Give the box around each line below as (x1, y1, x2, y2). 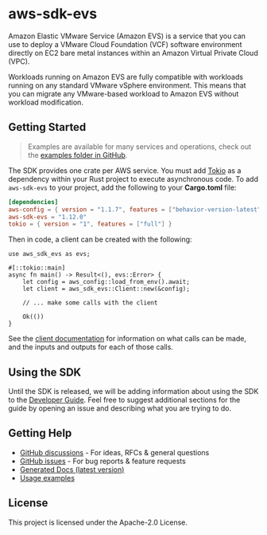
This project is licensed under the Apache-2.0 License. (8, 517, 188, 527)
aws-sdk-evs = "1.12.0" (8, 213, 87, 221)
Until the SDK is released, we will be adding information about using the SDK (8, 387, 259, 396)
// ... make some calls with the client (22, 299, 158, 307)
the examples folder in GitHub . (27, 150, 128, 159)
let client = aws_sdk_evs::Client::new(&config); (22, 285, 191, 293)
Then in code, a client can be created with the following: (8, 234, 192, 244)
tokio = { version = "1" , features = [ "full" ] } (8, 220, 172, 228)
